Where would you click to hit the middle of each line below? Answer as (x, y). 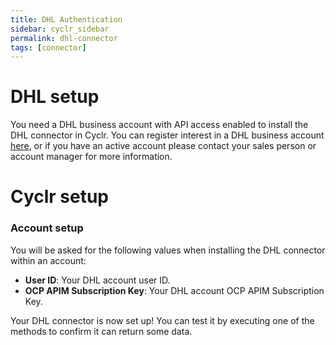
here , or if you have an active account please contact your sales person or (163, 146)
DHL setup (55, 97)
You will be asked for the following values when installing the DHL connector (168, 250)
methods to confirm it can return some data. (101, 331)
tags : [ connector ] (48, 47)
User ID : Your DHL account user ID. (97, 280)
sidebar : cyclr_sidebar (60, 29)
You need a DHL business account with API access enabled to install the (159, 125)
